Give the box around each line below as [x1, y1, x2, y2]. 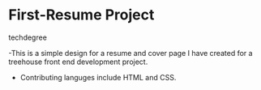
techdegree [8, 32, 47, 42]
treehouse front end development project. [8, 57, 148, 66]
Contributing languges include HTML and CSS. [19, 72, 177, 82]
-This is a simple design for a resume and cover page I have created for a [8, 48, 253, 58]
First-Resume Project [8, 6, 155, 24]
